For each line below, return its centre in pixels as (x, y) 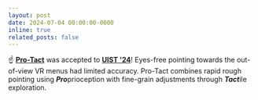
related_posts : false (44, 37)
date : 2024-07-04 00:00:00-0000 (61, 23)
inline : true (29, 30)
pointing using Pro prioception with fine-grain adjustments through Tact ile (128, 80)
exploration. (28, 87)
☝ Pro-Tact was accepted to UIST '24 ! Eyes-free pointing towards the (122, 60)
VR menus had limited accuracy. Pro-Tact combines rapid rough (138, 71)
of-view (21, 71)
